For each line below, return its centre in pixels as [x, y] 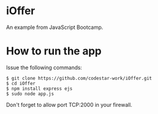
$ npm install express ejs [39, 89]
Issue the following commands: [44, 67]
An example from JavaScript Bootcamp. [55, 27]
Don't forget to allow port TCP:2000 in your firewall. [69, 105]
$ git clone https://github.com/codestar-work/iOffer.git [79, 78]
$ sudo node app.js [30, 94]
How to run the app [54, 51]
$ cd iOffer [21, 83]
